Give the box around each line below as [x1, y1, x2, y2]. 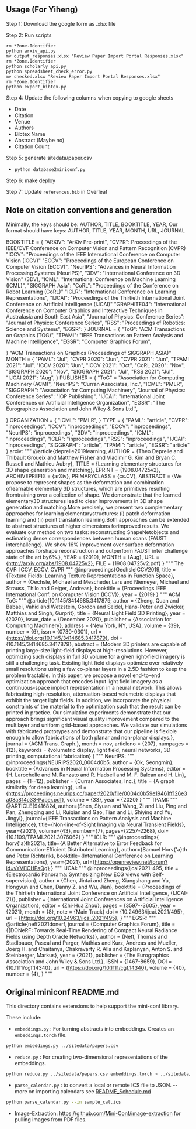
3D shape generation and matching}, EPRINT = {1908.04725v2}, [6, 466, 160, 473]
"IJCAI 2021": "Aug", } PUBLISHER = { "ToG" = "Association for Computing [6, 374, 185, 381]
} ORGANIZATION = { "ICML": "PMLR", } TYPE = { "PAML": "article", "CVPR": [6, 416, 190, 423]
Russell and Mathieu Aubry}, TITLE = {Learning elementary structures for [6, 460, 182, 467]
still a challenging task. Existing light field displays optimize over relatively [6, 659, 183, 666]
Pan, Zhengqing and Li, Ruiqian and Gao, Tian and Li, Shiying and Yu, [6, 808, 172, 816]
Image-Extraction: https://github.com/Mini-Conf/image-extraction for [14, 1110, 181, 1117]
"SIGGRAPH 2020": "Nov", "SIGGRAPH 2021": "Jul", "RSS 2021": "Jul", [6, 368, 174, 375]
